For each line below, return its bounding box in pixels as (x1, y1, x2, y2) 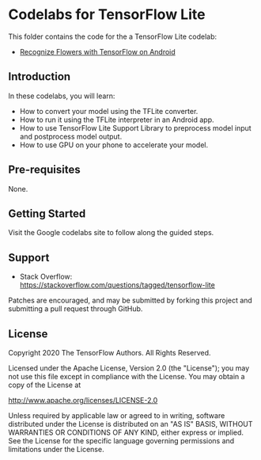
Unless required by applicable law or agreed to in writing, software (8, 411, 225, 420)
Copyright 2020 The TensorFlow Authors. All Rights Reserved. (8, 348, 211, 357)
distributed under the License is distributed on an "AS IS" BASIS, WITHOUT (8, 420, 253, 428)
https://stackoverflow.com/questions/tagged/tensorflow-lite (19, 280, 215, 290)
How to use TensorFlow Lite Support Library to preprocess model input (19, 123, 252, 132)
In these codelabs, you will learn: (8, 91, 115, 101)
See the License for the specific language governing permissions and (8, 436, 235, 445)
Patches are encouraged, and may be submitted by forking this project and (8, 295, 253, 306)
